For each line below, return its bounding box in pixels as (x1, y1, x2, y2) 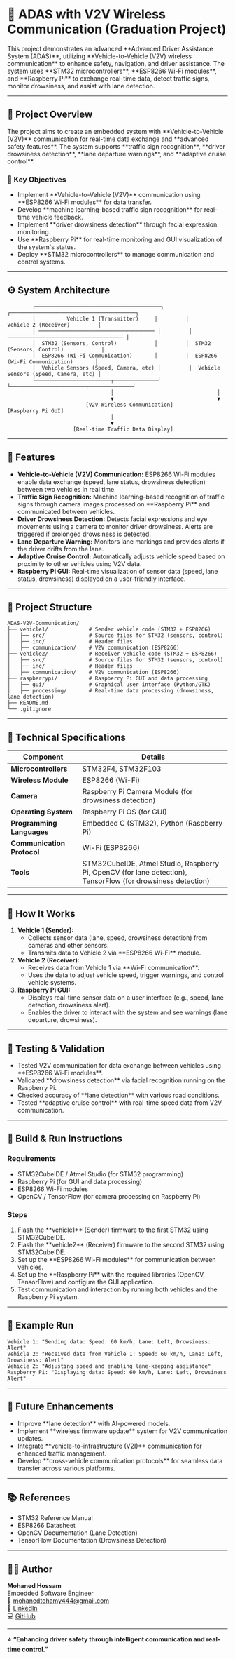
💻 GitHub (7, 1612, 36, 1620)
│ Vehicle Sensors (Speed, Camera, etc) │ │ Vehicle (32, 364, 220, 371)
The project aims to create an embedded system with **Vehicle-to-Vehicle (7, 127, 224, 135)
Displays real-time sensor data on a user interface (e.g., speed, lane (27, 993, 224, 1002)
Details (141, 752, 166, 762)
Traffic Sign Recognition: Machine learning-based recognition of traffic (17, 492, 225, 501)
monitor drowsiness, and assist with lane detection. (7, 81, 155, 90)
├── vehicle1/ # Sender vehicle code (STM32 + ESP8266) (7, 626, 211, 633)
